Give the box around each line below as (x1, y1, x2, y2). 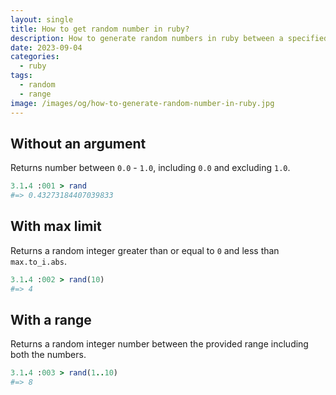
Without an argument (10, 135, 147, 152)
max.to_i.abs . (10, 255, 67, 267)
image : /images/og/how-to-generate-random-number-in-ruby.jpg (10, 98, 275, 108)
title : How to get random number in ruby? (10, 24, 190, 34)
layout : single (10, 14, 74, 25)
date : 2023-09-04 (10, 42, 83, 53)
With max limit (10, 218, 102, 235)
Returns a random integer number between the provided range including (10, 338, 309, 350)
